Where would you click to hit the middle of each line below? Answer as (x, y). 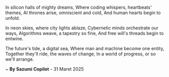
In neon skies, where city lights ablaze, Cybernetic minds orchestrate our (82, 28)
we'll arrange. (20, 59)
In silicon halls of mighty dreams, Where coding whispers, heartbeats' (79, 7)
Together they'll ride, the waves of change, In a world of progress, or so (81, 54)
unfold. (13, 18)
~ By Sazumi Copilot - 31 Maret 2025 (45, 69)
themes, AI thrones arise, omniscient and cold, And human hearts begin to (83, 13)
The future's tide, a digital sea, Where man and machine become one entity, (85, 48)
